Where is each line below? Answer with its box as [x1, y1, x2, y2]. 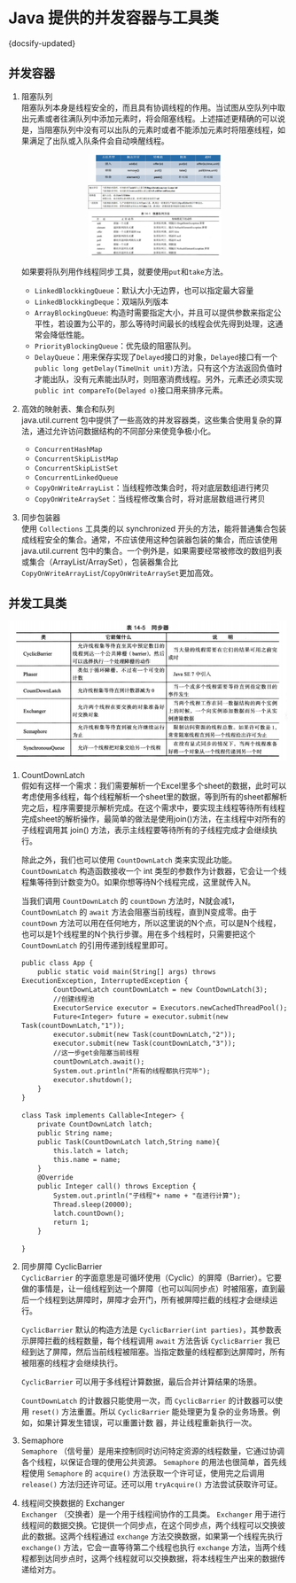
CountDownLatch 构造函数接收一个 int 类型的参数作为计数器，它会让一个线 [20, 865, 287, 876]
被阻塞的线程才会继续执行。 [20, 1357, 123, 1368]
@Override [37, 1173, 74, 1181]
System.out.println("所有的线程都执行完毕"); [53, 1066, 211, 1075]
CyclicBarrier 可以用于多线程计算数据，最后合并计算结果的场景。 [20, 1376, 262, 1387]
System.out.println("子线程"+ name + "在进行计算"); [53, 1191, 241, 1200]
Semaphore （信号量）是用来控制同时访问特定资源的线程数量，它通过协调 [20, 1446, 285, 1456]
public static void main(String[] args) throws [37, 967, 216, 976]
